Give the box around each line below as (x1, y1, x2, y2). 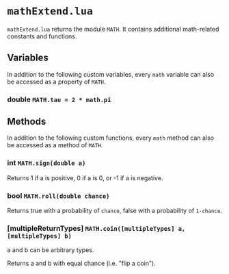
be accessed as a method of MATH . (7, 141, 103, 149)
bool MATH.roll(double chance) (7, 190, 110, 200)
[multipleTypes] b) (7, 232, 72, 240)
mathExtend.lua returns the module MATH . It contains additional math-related (7, 25, 219, 33)
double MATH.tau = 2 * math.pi (7, 95, 111, 104)
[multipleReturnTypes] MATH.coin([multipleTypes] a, (7, 224, 186, 233)
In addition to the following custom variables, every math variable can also (7, 70, 215, 78)
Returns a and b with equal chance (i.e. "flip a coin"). (7, 259, 156, 268)
